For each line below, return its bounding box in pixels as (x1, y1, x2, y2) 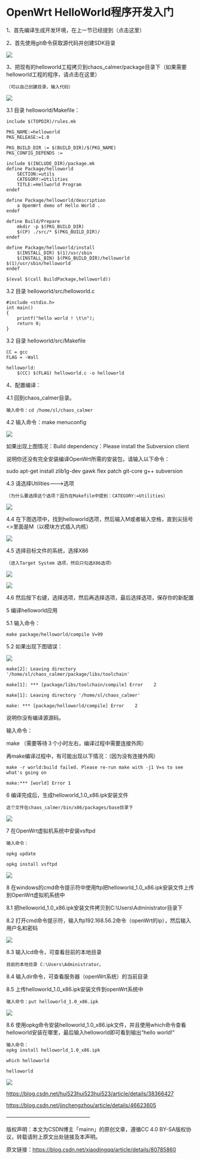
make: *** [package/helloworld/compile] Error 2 (6, 702, 138, 709)
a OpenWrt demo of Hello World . (17, 202, 101, 208)
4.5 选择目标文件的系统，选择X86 (6, 547, 89, 554)
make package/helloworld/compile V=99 (6, 631, 103, 637)
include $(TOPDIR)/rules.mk (6, 118, 77, 124)
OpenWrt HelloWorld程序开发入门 (6, 5, 174, 19)
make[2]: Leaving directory (6, 666, 77, 672)
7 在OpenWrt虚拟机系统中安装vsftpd (6, 827, 96, 834)
